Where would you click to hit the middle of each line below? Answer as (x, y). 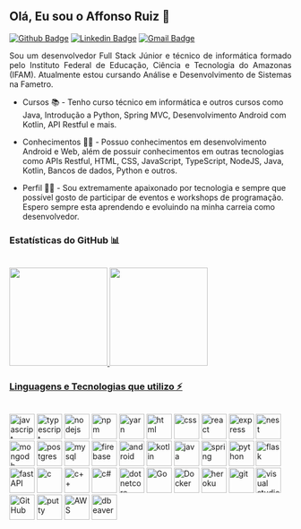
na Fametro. (31, 84)
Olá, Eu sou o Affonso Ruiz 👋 (90, 17)
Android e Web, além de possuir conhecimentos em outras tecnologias (153, 151)
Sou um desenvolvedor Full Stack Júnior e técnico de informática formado (150, 56)
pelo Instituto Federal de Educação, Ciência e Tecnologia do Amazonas (150, 65)
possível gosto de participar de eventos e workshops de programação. (153, 197)
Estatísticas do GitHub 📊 (64, 240)
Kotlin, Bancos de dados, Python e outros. (99, 170)
